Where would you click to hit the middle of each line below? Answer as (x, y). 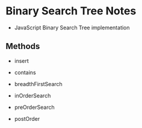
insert (22, 60)
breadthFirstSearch (38, 84)
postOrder (27, 118)
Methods (23, 46)
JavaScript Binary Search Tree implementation (72, 28)
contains (25, 72)
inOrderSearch (32, 95)
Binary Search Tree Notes (71, 11)
